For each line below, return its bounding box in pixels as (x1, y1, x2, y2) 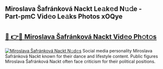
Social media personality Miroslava (82, 48, 152, 53)
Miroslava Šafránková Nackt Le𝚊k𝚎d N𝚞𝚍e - (5, 5, 142, 13)
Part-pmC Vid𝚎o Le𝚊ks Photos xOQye (5, 13, 123, 21)
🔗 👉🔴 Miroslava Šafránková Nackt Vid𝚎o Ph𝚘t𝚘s (5, 33, 157, 41)
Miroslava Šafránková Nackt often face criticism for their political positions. (5, 59, 156, 64)
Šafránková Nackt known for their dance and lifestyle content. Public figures (5, 53, 158, 59)
